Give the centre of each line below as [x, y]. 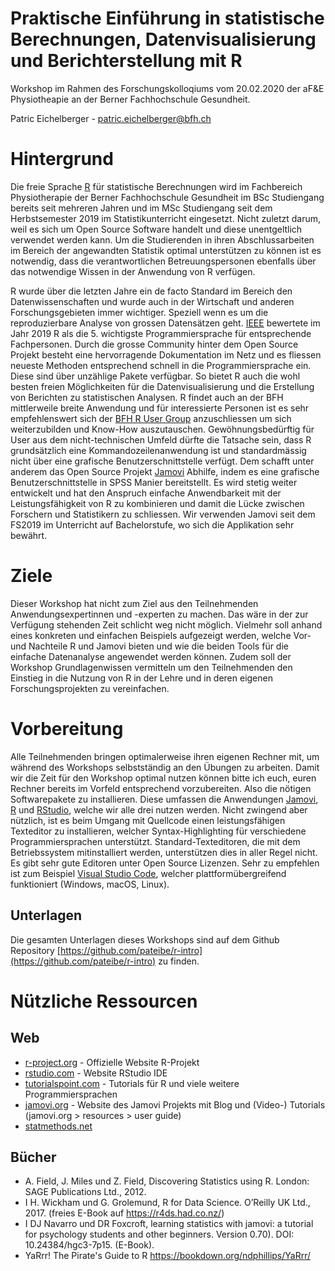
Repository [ [35, 950]
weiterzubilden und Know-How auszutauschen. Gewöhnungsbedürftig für [162, 429]
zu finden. [179, 961]
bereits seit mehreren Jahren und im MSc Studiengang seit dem [141, 208]
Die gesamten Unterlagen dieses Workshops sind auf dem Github [145, 939]
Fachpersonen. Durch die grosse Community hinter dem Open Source [154, 344]
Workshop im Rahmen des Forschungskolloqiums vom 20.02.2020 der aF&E [167, 88]
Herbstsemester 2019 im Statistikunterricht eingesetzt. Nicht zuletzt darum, [166, 218]
